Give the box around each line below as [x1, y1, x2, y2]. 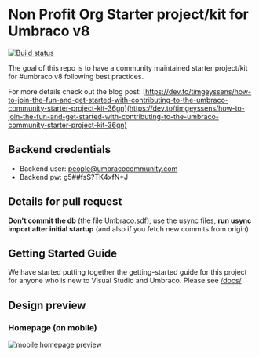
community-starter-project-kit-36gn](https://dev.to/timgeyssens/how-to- [8, 104, 245, 113]
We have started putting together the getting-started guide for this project [8, 268, 247, 277]
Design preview [8, 298, 86, 311]
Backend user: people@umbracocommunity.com [19, 163, 178, 173]
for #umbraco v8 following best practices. [8, 71, 144, 81]
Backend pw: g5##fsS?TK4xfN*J [19, 172, 129, 181]
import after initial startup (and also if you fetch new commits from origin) [8, 224, 250, 233]
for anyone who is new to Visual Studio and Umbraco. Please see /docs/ [8, 276, 242, 286]
